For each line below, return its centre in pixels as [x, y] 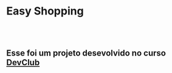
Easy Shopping [45, 11]
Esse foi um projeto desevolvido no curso [86, 53]
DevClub [23, 62]
